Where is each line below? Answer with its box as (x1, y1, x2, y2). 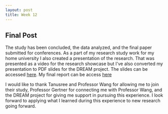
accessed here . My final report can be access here (5, 72, 112, 78)
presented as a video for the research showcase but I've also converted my (5, 61, 163, 67)
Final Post (5, 31, 37, 40)
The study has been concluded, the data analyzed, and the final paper (5, 44, 152, 51)
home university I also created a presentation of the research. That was (5, 55, 155, 62)
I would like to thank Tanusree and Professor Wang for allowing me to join (5, 81, 159, 88)
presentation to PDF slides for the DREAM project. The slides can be (5, 66, 148, 72)
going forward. (5, 103, 37, 109)
